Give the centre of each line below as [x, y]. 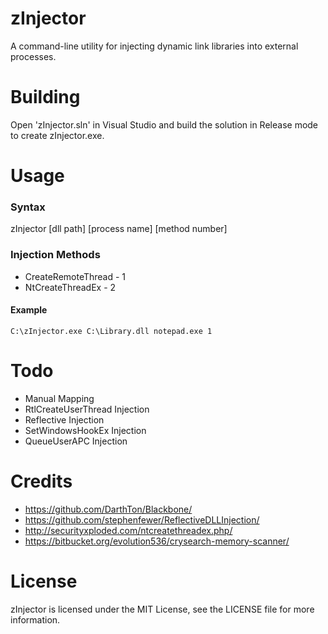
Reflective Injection [64, 419]
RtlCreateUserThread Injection [87, 409]
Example [29, 310]
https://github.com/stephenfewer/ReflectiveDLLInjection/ [142, 519]
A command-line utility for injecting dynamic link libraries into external [154, 46]
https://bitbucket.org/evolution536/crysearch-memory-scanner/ [157, 541]
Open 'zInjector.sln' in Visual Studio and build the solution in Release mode [164, 124]
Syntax [28, 207]
